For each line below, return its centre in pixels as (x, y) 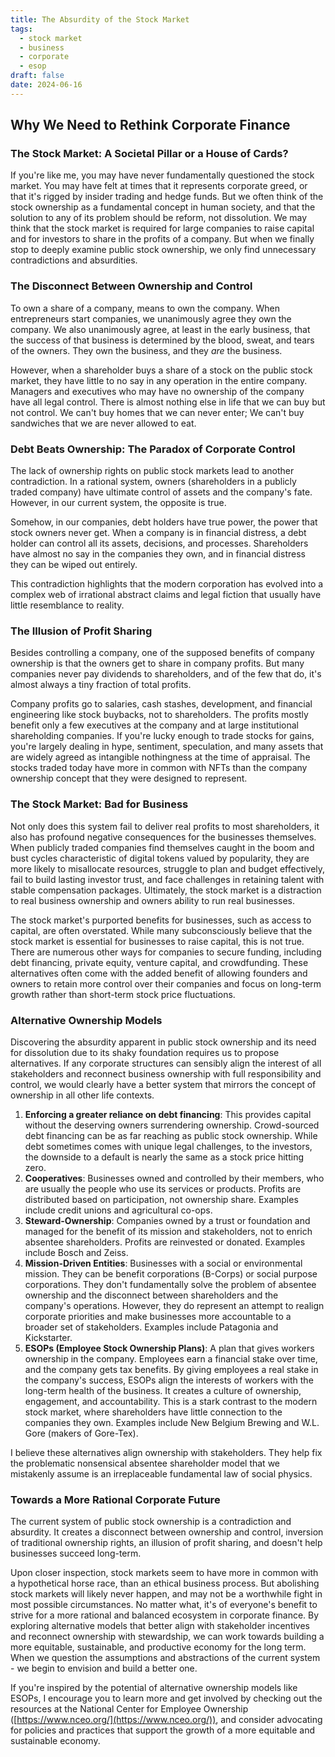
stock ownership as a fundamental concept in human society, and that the (163, 207)
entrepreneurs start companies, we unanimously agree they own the (151, 318)
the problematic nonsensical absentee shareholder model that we (145, 1463)
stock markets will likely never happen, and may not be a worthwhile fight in (166, 1594)
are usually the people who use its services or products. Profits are (163, 1188)
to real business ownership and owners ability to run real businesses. (152, 900)
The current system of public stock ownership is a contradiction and (151, 1522)
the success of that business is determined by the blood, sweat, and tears (162, 340)
